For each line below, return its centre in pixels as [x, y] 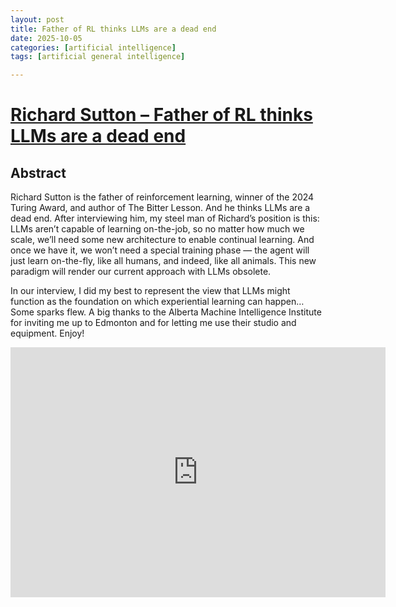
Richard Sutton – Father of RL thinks [161, 115]
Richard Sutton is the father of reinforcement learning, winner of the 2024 [162, 197]
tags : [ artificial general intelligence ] [98, 57]
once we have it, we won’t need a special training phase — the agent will [160, 250]
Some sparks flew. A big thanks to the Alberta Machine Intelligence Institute [166, 312]
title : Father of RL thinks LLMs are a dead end [113, 29]
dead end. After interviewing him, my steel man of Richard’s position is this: [165, 218]
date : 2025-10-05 [46, 38]
